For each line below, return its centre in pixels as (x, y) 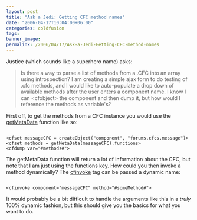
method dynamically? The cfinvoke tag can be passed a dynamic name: (93, 172)
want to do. (20, 211)
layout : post (22, 12)
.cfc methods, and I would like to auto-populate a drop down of (97, 85)
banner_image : (24, 39)
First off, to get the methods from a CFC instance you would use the (88, 115)
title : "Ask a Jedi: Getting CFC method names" (66, 17)
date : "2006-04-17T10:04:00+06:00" (50, 22)
